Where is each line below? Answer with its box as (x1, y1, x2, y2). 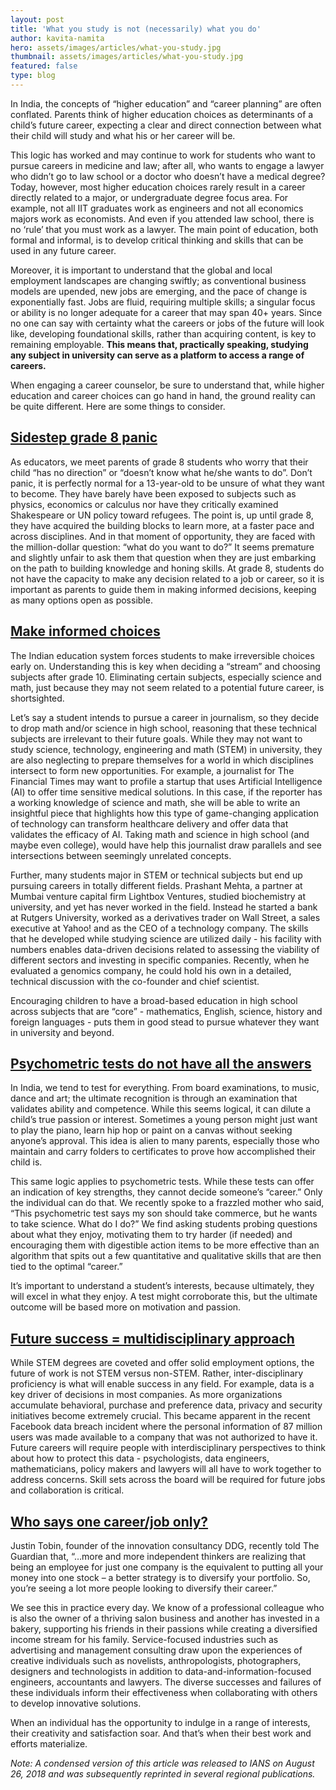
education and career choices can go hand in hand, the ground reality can (10, 389, 316, 401)
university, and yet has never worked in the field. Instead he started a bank (10, 901, 318, 913)
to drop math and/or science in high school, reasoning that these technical (10, 722, 317, 734)
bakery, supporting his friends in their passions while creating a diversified (10, 1622, 318, 1635)
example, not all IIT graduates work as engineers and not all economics (10, 202, 304, 214)
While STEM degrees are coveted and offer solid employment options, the (10, 1357, 315, 1369)
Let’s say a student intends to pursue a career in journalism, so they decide (10, 711, 320, 723)
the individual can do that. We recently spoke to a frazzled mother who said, (10, 1197, 325, 1209)
